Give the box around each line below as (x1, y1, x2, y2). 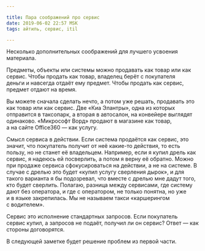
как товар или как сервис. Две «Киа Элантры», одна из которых (6, 104, 176, 112)
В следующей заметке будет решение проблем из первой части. (6, 237, 177, 245)
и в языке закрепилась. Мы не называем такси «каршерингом (6, 195, 170, 202)
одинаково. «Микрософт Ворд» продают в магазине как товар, (6, 117, 173, 125)
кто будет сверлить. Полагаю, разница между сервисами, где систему (6, 182, 193, 189)
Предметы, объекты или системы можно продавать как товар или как (6, 66, 192, 74)
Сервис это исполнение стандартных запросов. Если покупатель (6, 213, 178, 220)
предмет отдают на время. (6, 86, 77, 93)
